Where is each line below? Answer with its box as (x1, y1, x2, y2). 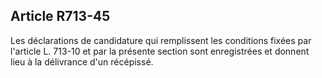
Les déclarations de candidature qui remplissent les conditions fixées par (10, 34, 312, 46)
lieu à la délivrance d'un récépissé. (10, 55, 154, 68)
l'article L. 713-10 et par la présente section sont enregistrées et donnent (10, 45, 310, 57)
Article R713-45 (10, 8, 111, 25)
